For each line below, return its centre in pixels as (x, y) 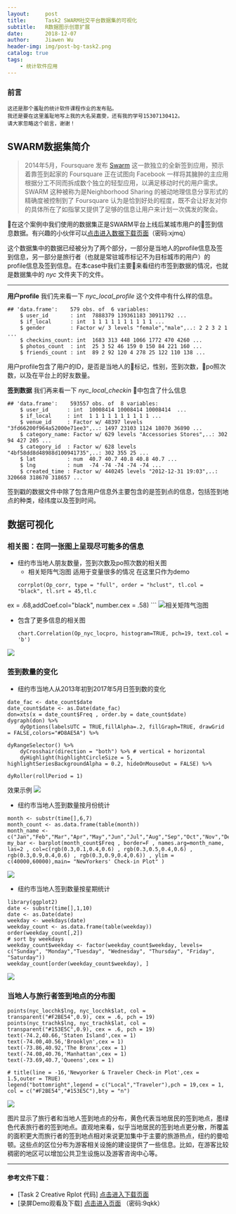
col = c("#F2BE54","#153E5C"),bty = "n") (69, 1091)
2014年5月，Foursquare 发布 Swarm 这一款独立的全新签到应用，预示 (124, 165)
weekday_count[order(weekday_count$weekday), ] (78, 964)
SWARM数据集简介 (49, 147)
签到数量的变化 (33, 672)
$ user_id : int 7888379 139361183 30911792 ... (104, 315)
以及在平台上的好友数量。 (56, 375)
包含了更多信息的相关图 (51, 620)
